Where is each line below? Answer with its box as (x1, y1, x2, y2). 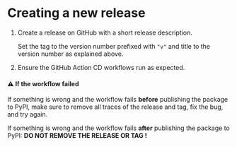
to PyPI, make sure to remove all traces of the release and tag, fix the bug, (7, 102, 224, 111)
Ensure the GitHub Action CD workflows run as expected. (17, 63, 185, 71)
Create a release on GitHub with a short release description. (17, 28, 192, 37)
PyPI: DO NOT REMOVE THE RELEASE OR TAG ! (7, 131, 147, 140)
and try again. (7, 110, 48, 119)
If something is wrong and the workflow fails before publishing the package (7, 95, 229, 104)
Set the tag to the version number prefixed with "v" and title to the (17, 42, 211, 50)
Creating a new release (7, 5, 146, 21)
